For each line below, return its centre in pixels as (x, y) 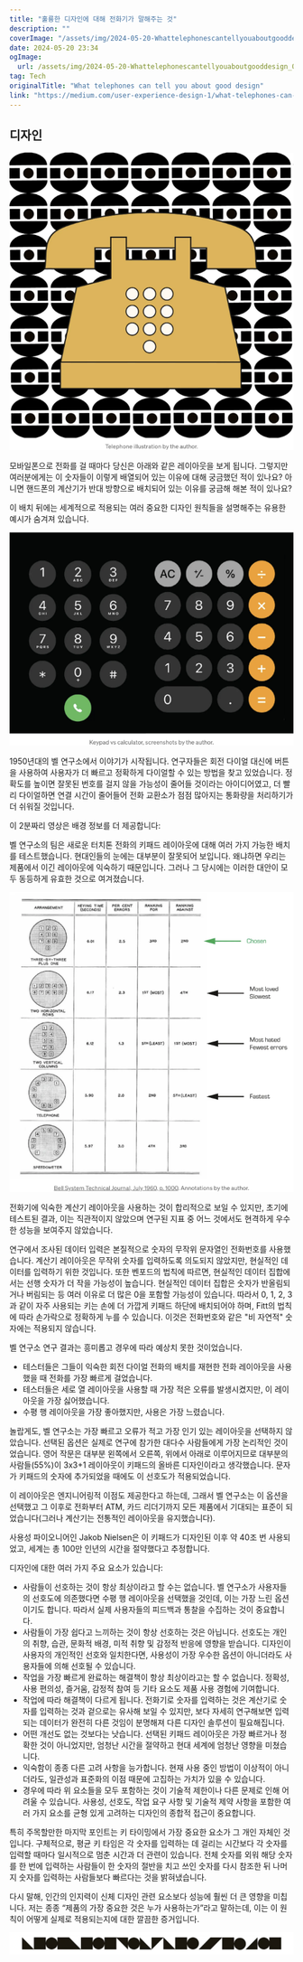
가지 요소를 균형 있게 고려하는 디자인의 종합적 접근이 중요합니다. (144, 1813)
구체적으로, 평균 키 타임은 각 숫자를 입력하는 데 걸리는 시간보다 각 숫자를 (162, 1844)
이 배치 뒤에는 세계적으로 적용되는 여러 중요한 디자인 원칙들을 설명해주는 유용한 (148, 508)
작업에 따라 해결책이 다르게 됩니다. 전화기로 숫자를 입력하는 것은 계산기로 (150, 1700)
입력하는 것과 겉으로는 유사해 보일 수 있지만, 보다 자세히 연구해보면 (156, 1712)
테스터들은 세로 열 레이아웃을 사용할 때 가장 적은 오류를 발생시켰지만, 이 (147, 1389)
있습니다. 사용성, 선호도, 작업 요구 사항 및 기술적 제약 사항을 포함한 (165, 1802)
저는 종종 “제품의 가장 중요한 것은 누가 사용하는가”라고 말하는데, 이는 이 (153, 1908)
